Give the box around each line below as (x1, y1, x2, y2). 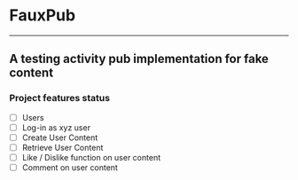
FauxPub (9, 5, 76, 26)
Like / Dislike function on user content (21, 152, 161, 162)
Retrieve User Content (21, 142, 104, 153)
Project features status (9, 92, 111, 105)
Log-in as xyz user (21, 121, 91, 133)
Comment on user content (21, 161, 118, 173)
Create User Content (21, 132, 98, 143)
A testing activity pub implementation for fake (9, 51, 269, 67)
